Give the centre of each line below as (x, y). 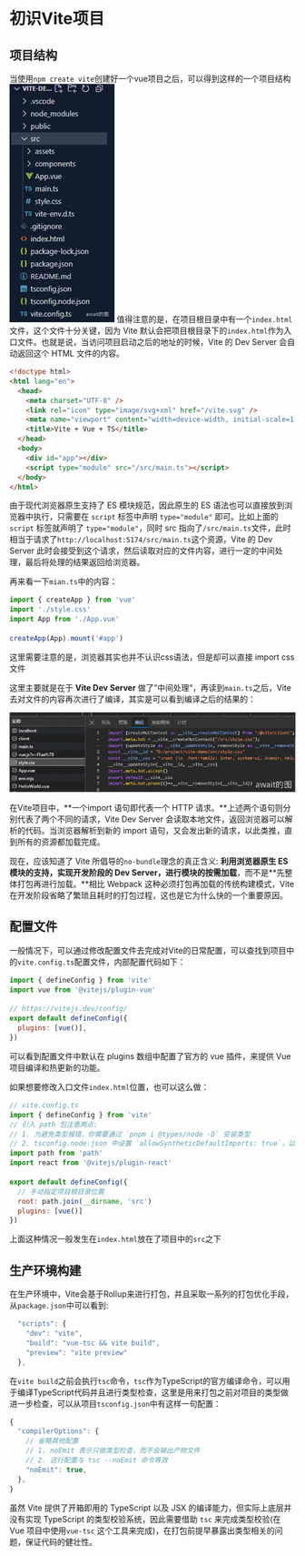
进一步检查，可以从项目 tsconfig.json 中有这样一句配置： (116, 1403)
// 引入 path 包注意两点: (54, 1125)
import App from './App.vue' (64, 620)
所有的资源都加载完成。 (61, 842)
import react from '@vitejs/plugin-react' (91, 1163)
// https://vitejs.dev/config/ (69, 1009)
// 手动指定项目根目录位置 (61, 1192)
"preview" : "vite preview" (77, 1352)
